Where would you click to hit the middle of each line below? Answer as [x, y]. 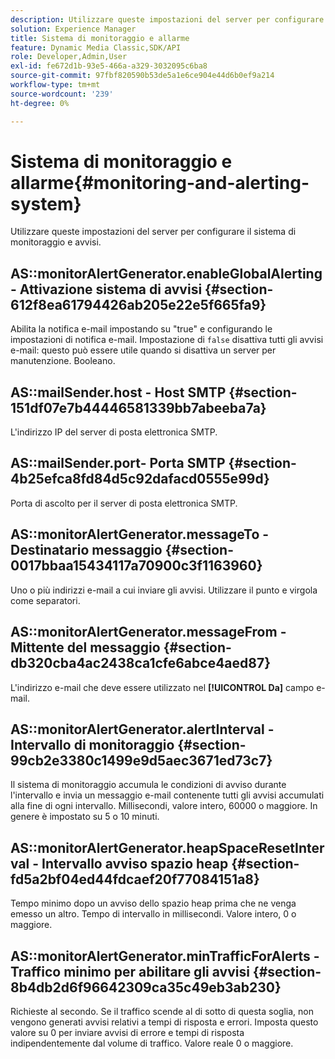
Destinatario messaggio [86, 550]
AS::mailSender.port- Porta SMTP [118, 463]
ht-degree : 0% [40, 103]
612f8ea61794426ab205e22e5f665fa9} [138, 304]
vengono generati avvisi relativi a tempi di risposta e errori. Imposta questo [164, 1022]
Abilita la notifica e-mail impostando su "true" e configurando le [141, 329]
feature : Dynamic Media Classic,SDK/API [96, 47]
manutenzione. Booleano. [63, 361]
